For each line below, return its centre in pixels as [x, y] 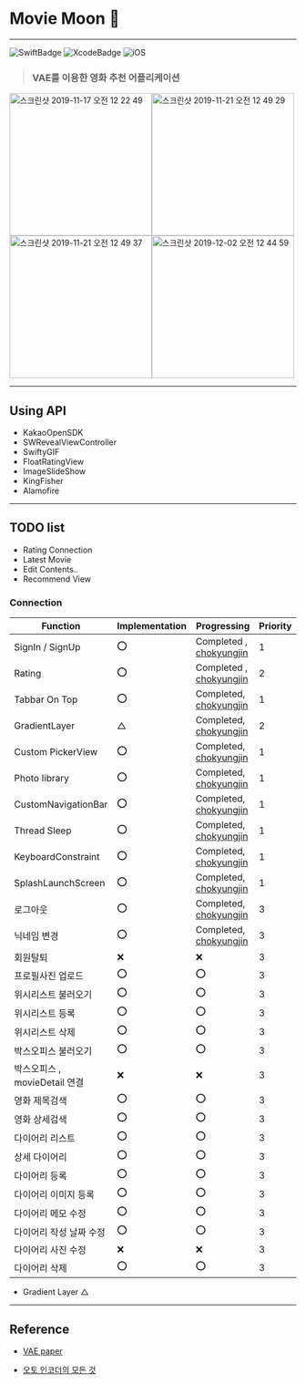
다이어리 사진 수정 [50, 1250]
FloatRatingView [53, 462]
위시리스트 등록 [45, 1013]
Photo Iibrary [42, 779]
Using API [38, 411]
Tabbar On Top [46, 699]
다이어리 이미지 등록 [55, 1194]
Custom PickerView [56, 752]
